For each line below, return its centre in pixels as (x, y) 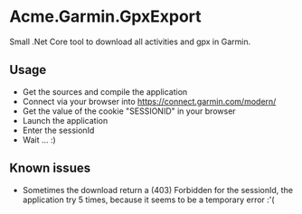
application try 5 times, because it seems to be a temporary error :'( (148, 200)
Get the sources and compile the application (105, 91)
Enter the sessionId (58, 130)
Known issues (50, 168)
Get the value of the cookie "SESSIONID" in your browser (129, 111)
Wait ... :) (39, 140)
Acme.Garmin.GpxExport (105, 17)
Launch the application (65, 120)
